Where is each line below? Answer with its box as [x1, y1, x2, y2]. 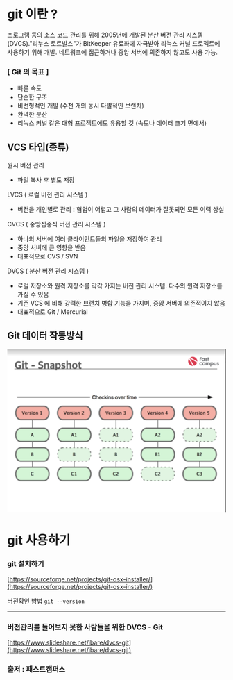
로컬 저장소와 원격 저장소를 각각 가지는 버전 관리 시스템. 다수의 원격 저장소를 [17, 282, 223, 290]
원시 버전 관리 [7, 161, 45, 169]
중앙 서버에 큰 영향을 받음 [17, 244, 87, 252]
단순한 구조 [17, 93, 48, 101]
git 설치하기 [7, 558, 44, 568]
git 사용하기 [7, 532, 71, 548]
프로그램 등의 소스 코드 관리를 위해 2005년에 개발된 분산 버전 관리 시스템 [7, 31, 203, 39]
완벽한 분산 [17, 110, 48, 119]
